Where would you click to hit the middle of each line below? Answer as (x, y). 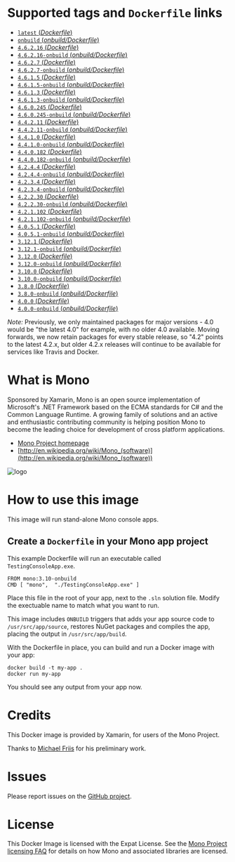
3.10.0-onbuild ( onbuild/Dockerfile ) (69, 278)
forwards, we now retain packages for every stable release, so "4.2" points (115, 337)
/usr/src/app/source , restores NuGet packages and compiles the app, (109, 626)
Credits (29, 715)
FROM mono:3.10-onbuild (42, 578)
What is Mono (48, 380)
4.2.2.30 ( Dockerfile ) (48, 196)
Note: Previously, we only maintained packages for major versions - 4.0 (110, 321)
